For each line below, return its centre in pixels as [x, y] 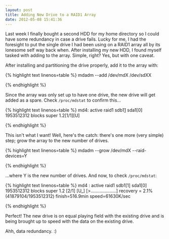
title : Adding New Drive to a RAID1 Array [51, 15]
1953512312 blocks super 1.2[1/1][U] [43, 115]
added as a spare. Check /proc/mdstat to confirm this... [63, 100]
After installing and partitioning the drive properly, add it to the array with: [82, 65]
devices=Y [16, 156]
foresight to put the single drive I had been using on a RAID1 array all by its [83, 45]
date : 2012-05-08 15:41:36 [34, 19]
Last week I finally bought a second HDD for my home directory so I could [82, 34]
